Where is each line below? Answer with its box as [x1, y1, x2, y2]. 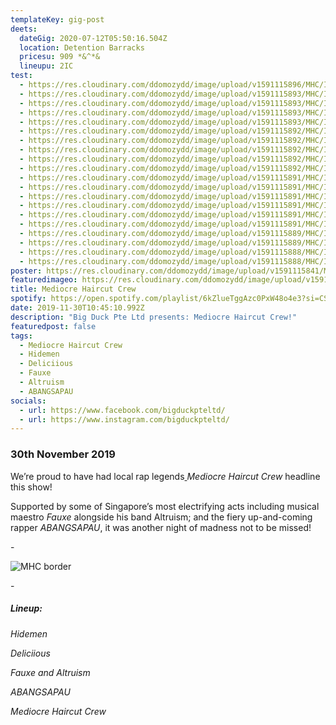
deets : [10, 24, 38, 34]
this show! [10, 481, 53, 493]
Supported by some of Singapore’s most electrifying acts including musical [10, 500, 320, 512]
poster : [10, 266, 43, 276]
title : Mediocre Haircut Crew [10, 284, 137, 295]
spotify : [10, 294, 47, 304]
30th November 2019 [10, 447, 116, 461]
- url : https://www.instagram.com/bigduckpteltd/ [19, 414, 230, 425]
